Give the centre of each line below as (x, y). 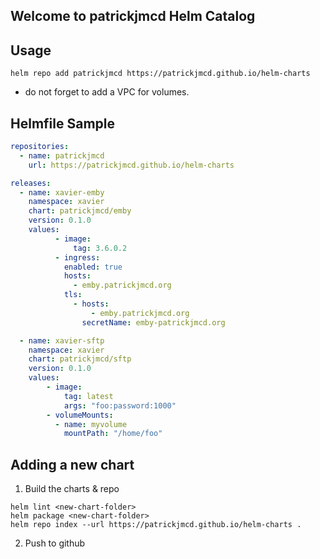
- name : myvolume (91, 424)
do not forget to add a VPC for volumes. (107, 92)
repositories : (40, 147)
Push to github (55, 543)
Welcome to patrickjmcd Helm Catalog (133, 16)
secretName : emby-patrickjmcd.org (153, 322)
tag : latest (88, 396)
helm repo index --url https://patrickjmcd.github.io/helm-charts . (156, 525)
